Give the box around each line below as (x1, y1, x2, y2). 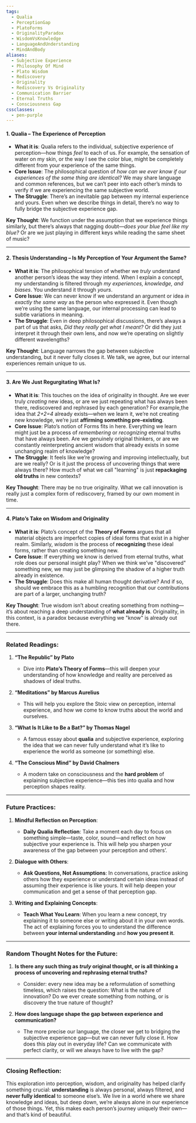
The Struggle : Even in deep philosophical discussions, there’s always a (14, 317, 185, 324)
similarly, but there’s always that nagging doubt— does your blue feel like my (6, 223, 189, 230)
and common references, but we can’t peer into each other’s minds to (14, 180, 183, 187)
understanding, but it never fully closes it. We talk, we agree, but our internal (6, 353, 190, 360)
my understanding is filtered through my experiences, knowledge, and (14, 279, 184, 287)
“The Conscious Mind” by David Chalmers (14, 759, 120, 766)
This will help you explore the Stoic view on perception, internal (23, 701, 176, 708)
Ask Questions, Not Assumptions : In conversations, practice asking (23, 869, 188, 876)
